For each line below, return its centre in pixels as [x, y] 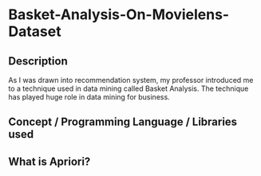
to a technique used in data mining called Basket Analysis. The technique [129, 88]
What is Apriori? [49, 161]
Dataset [35, 31]
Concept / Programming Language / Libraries [123, 122]
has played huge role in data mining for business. [89, 97]
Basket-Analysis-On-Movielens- [119, 15]
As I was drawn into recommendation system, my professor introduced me [131, 80]
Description [38, 61]
